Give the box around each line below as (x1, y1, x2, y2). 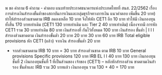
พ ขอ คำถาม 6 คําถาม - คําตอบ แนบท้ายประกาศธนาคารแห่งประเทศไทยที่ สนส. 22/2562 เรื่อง (5, 5, 157, 11)
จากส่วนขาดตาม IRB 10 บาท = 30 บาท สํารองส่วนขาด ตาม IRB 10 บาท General (12, 48, 146, 54)
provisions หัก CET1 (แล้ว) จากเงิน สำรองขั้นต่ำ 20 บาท (5, 38, 101, 44)
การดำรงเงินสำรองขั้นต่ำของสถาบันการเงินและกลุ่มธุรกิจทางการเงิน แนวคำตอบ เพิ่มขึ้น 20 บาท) (5, 11, 156, 16)
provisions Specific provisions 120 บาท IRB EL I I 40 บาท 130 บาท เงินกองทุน (12, 53, 156, 59)
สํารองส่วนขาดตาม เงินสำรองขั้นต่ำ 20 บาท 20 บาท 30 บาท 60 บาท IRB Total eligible (5, 33, 150, 38)
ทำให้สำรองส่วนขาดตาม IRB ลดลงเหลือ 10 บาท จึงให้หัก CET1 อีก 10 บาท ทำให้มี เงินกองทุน (5, 16, 156, 22)
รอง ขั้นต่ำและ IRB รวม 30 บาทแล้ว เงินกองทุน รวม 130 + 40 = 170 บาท (12, 64, 135, 70)
